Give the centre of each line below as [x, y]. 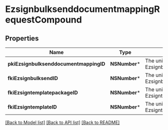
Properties [22, 38]
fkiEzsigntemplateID [32, 107]
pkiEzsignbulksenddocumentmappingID [56, 64]
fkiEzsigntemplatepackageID [43, 92]
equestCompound [44, 20]
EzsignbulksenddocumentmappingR [82, 9]
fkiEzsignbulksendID [33, 78]
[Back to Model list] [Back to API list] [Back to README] [62, 122]
